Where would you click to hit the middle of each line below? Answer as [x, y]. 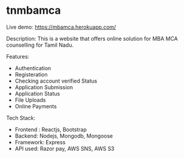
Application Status [37, 93]
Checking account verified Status [56, 81]
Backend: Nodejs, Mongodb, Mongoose [64, 136]
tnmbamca [33, 10]
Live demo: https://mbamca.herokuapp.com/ [61, 27]
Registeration [31, 74]
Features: [18, 56]
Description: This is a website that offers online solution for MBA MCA [92, 38]
